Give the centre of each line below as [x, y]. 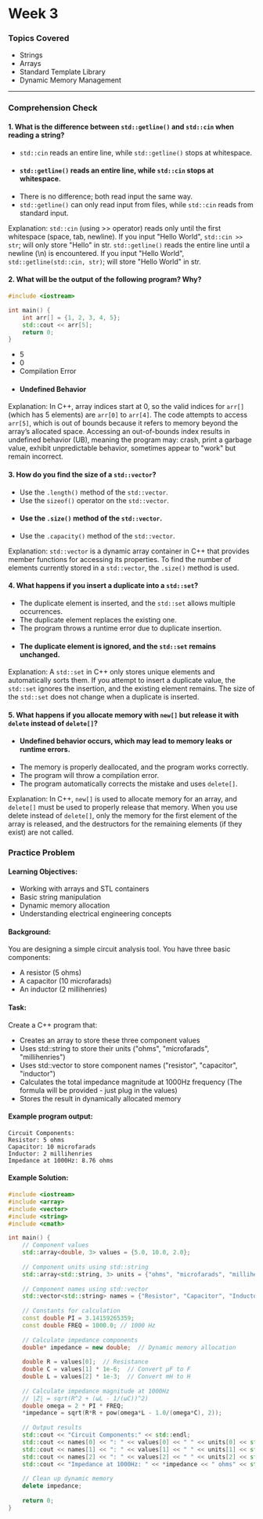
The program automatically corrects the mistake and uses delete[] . [128, 784]
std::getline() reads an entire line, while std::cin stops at [116, 170]
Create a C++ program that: [53, 1024]
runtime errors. [45, 750]
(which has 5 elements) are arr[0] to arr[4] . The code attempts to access [128, 415]
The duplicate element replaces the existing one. [98, 620]
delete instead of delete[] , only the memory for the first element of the [122, 816]
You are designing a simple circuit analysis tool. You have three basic [119, 949]
